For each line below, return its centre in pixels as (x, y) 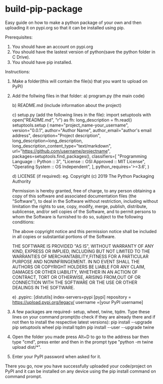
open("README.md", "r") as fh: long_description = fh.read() (72, 120)
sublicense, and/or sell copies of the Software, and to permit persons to (84, 212)
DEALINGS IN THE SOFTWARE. (43, 287)
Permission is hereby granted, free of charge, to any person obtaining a (84, 191)
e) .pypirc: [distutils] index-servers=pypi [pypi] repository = (72, 297)
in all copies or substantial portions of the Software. (64, 236)
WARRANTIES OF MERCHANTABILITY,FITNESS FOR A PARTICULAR (80, 256)
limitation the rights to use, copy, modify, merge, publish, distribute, (80, 206)
